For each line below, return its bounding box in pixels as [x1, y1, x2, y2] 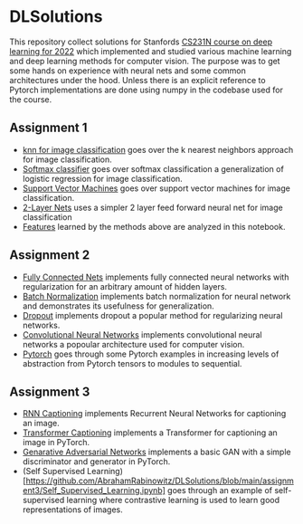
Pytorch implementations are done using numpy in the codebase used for [9, 84, 283, 95]
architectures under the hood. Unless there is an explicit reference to [9, 74, 266, 85]
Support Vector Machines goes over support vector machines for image [22, 183, 291, 194]
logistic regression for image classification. [22, 173, 183, 184]
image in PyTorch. [22, 437, 90, 448]
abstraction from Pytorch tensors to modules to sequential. [22, 357, 242, 368]
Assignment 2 [9, 247, 90, 263]
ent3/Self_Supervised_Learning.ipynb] [22, 485, 166, 496]
